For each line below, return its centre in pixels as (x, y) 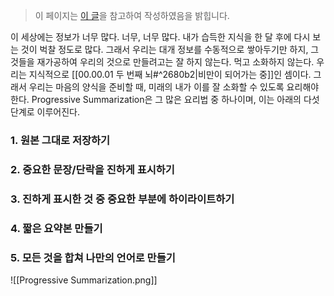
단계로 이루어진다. (45, 112)
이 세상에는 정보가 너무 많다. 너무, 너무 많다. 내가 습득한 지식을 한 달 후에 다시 (160, 37)
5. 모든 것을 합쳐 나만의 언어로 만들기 (93, 257)
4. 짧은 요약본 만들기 (56, 228)
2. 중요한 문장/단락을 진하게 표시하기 (92, 169)
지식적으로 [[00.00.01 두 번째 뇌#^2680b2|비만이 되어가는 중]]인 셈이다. (170, 74)
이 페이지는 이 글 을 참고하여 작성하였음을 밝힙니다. (132, 15)
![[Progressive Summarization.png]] (84, 280)
